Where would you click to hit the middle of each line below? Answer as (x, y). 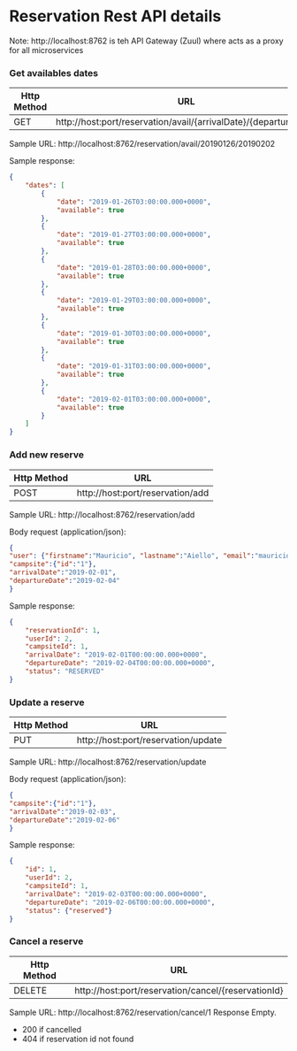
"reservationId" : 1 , (63, 630)
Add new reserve (46, 455)
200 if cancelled (52, 1029)
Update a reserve (47, 702)
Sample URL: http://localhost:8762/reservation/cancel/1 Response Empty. (143, 1012)
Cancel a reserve (46, 941)
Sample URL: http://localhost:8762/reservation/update (108, 762)
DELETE (30, 990)
